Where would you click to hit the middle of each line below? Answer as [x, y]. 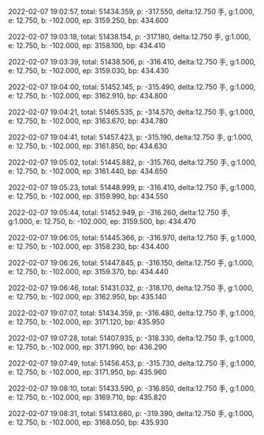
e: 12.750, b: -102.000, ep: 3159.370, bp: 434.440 [89, 271]
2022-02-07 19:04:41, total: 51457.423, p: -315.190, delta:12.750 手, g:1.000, [131, 137]
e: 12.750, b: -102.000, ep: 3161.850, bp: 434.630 [88, 146]
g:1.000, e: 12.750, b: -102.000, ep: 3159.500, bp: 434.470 [102, 221]
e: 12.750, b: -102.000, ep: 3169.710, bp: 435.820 [87, 397]
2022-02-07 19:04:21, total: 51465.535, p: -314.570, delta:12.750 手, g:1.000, [132, 112]
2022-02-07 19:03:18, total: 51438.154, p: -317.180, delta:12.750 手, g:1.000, [130, 37]
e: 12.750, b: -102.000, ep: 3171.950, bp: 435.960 [87, 372]
